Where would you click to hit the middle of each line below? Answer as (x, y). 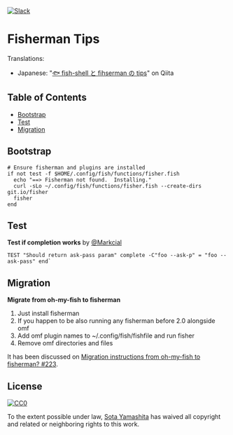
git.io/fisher (28, 192)
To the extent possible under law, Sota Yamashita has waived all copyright (114, 416)
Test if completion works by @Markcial (65, 242)
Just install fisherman (48, 313)
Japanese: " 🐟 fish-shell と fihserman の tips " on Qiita (96, 73)
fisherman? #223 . (33, 364)
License (25, 386)
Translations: (26, 58)
